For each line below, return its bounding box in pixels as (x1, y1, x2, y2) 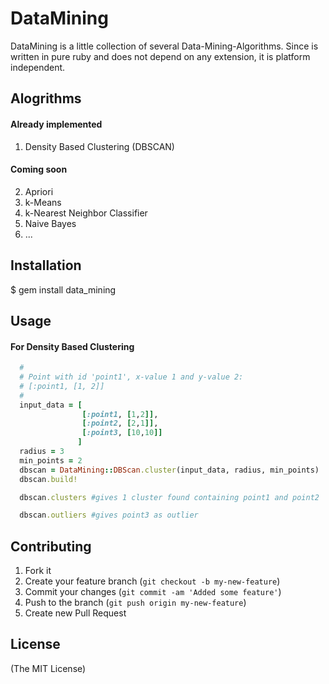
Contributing (10, 538, 92, 555)
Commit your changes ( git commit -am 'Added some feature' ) (24, 586, 282, 598)
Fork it (24, 565, 52, 577)
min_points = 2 (19, 455, 83, 466)
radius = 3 (19, 447, 65, 457)
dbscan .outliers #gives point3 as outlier (19, 510, 199, 521)
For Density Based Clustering (10, 340, 135, 352)
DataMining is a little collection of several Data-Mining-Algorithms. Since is (10, 40, 319, 52)
